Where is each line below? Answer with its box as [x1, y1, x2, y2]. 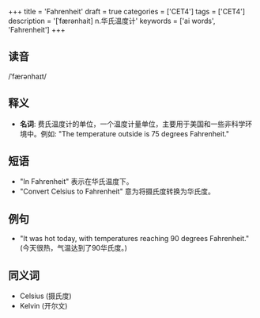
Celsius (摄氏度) [19, 291, 73, 301]
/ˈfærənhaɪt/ [8, 71, 47, 81]
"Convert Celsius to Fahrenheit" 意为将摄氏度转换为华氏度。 [19, 186, 216, 197]
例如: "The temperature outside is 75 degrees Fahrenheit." [40, 128, 230, 138]
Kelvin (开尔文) [19, 301, 68, 311]
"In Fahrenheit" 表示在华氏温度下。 [19, 177, 134, 186]
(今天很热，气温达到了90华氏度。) [19, 243, 128, 253]
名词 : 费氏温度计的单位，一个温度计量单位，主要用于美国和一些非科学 [19, 119, 246, 128]
